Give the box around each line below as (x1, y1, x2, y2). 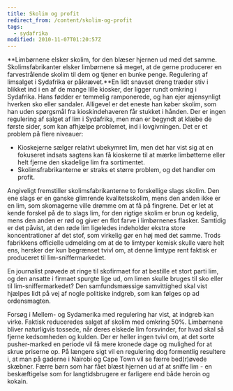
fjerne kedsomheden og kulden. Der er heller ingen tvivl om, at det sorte (7, 333, 215, 341)
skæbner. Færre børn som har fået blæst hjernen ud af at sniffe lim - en (7, 362, 213, 371)
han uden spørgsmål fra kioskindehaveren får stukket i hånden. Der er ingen (7, 108, 226, 116)
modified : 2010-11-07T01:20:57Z (7, 36, 101, 43)
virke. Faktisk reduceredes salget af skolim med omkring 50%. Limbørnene (7, 318, 223, 326)
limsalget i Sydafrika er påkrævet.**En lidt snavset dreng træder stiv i (7, 78, 209, 86)
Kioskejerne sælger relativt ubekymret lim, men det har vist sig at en (17, 143, 214, 152)
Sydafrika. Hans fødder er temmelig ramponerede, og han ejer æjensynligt (7, 92, 221, 101)
